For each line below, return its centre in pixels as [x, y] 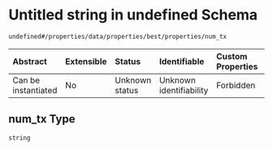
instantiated [35, 90]
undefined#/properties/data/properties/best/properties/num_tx [118, 36]
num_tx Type [42, 119]
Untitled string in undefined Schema [133, 15]
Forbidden [236, 85]
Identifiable [182, 61]
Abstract [30, 61]
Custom [232, 56]
